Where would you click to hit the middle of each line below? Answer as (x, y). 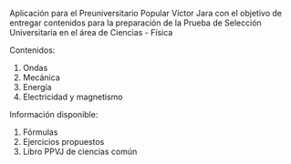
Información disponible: (54, 114)
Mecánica (42, 77)
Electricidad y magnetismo (73, 97)
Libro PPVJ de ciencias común (80, 151)
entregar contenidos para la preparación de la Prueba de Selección (135, 23)
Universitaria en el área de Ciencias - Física (91, 32)
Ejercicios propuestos (63, 142)
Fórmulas (40, 132)
